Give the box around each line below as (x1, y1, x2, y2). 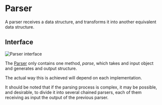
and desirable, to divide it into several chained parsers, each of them (5, 89, 142, 95)
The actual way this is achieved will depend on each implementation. (5, 75, 142, 80)
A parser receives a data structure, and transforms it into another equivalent (5, 19, 157, 25)
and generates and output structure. (5, 65, 77, 71)
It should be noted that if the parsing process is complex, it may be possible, (5, 84, 157, 90)
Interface (5, 38, 33, 46)
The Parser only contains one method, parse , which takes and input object (5, 60, 154, 66)
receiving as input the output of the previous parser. (5, 94, 109, 100)
